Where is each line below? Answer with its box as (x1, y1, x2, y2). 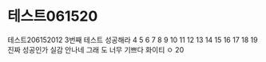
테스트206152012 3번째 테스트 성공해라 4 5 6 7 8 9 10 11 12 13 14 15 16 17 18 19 (7, 35, 258, 45)
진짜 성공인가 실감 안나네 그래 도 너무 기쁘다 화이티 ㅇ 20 (7, 45, 185, 54)
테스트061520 (7, 7, 98, 25)
